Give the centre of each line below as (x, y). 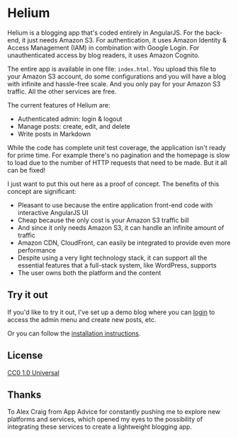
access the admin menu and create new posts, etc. (82, 319)
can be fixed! (27, 170)
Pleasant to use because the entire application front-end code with (115, 205)
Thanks (24, 394)
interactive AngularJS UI (53, 212)
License (25, 356)
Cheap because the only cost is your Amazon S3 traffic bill (103, 220)
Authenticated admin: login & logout (70, 119)
